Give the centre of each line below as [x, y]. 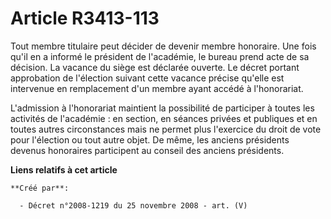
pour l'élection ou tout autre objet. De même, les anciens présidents [150, 139]
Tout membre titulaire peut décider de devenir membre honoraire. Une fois [163, 46]
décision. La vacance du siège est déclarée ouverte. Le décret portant [155, 67]
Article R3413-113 [85, 18]
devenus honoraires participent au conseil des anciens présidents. [147, 150]
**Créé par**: [40, 188]
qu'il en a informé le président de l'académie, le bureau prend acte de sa [160, 56]
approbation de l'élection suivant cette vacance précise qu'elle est [147, 78]
